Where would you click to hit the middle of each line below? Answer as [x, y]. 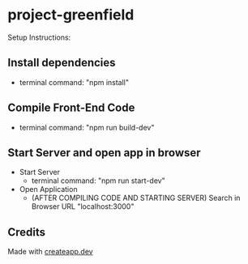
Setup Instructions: [39, 37]
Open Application [48, 189]
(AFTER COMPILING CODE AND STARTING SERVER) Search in [136, 198]
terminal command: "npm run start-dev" [98, 181]
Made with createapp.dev [51, 252]
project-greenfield [71, 15]
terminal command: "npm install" [74, 82]
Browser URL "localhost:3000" [83, 207]
